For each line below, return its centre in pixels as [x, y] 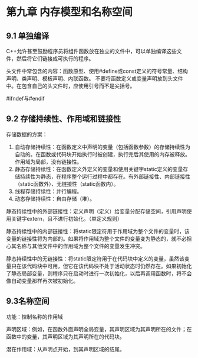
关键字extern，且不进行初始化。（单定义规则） [67, 218]
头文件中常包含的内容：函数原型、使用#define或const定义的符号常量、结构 [97, 71]
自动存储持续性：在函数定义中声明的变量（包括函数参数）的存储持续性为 [102, 147]
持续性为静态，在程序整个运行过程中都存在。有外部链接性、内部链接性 [105, 176]
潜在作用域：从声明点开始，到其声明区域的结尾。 [65, 349]
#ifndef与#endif [26, 99]
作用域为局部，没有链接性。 [48, 162]
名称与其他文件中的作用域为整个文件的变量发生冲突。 [81, 246]
